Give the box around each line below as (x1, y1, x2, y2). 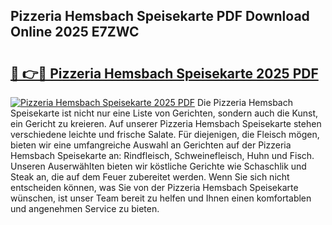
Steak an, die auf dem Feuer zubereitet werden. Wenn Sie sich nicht (10, 171, 290, 183)
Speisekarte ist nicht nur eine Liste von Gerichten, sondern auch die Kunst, (10, 107, 319, 119)
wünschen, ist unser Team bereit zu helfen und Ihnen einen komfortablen (10, 192, 312, 204)
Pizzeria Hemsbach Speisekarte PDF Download (10, 8, 310, 25)
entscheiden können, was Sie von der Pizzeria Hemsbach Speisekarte (10, 182, 299, 193)
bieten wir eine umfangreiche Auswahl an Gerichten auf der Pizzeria (10, 139, 292, 151)
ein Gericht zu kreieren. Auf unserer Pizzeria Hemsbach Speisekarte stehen (10, 118, 322, 129)
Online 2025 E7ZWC (10, 24, 140, 41)
